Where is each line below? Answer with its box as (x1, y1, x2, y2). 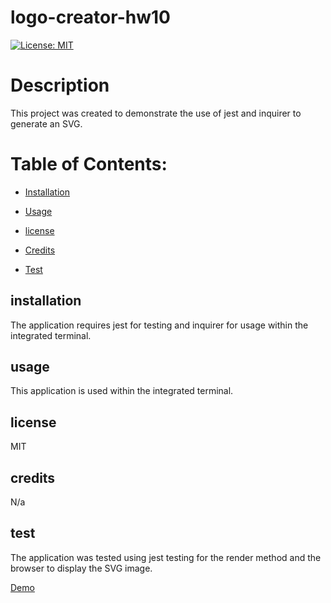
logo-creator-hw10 (10, 6, 171, 29)
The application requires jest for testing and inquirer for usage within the (10, 319, 309, 331)
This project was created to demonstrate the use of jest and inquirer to (10, 107, 302, 119)
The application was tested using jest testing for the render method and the (10, 551, 322, 563)
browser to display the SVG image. (10, 562, 153, 574)
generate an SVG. (10, 117, 83, 130)
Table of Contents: (10, 153, 168, 176)
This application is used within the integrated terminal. (10, 385, 234, 397)
